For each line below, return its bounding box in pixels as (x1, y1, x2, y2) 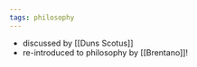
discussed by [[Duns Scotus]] (22, 38, 134, 48)
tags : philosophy (9, 13, 75, 22)
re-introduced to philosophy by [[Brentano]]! (22, 46, 188, 58)
